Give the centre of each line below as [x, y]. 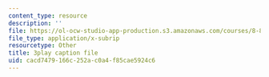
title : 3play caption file [53, 53]
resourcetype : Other [43, 46]
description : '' [35, 23]
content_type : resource [48, 16]
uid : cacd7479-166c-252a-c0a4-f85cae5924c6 [82, 61]
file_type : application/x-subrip [64, 38]
